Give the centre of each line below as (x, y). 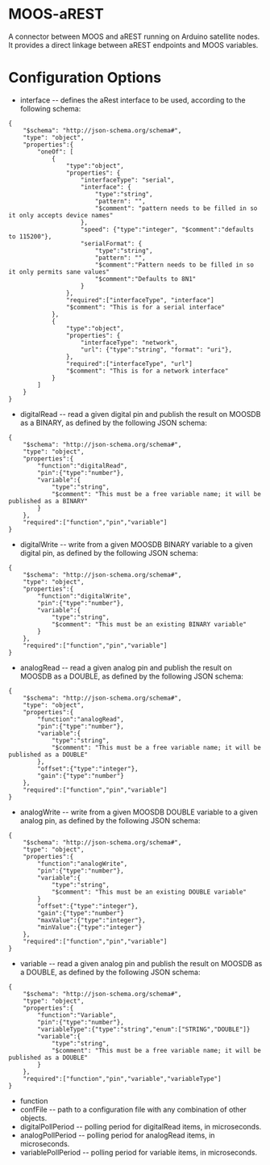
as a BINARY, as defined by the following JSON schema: (113, 423)
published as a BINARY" (48, 501)
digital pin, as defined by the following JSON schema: (109, 553)
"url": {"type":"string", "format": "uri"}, (156, 349)
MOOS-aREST (56, 14)
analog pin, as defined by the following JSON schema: (110, 820)
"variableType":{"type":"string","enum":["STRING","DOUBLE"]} (144, 1029)
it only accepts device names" (61, 215)
